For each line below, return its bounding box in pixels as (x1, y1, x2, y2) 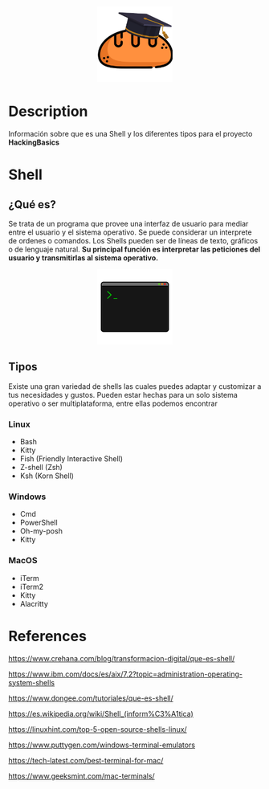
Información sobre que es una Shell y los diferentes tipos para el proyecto (8, 129, 253, 138)
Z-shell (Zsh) (19, 463, 63, 472)
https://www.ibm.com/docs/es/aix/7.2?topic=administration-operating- (8, 669, 243, 679)
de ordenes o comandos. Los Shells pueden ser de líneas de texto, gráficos (8, 235, 259, 245)
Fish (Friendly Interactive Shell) (19, 454, 123, 464)
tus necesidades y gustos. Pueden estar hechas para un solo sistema (8, 390, 238, 399)
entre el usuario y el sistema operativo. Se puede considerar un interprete (8, 227, 252, 237)
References (8, 627, 87, 645)
